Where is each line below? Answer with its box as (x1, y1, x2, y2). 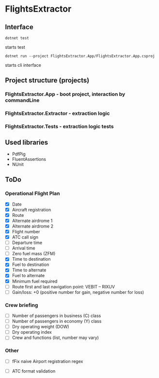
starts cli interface (5, 62, 41, 68)
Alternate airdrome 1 (12, 218, 53, 224)
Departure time (12, 240, 43, 246)
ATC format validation (12, 368, 56, 374)
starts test (5, 44, 25, 50)
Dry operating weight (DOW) (12, 324, 69, 330)
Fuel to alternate (12, 273, 45, 279)
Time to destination (12, 256, 51, 262)
